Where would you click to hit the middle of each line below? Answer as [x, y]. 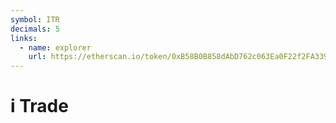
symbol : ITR [35, 19]
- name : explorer [55, 47]
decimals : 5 [35, 29]
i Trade [39, 106]
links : [24, 38]
